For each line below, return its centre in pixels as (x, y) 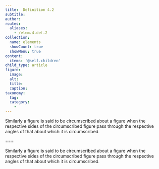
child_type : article (26, 65)
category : (20, 102)
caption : (19, 88)
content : (14, 56)
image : (16, 75)
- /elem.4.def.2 (31, 33)
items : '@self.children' (35, 61)
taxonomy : (15, 93)
